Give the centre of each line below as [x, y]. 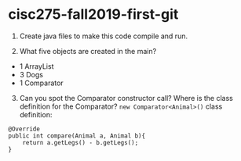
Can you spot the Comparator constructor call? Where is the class [126, 98]
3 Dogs [31, 74]
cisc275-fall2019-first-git [93, 14]
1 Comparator [42, 83]
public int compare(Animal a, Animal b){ [77, 136]
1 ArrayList [37, 66]
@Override [24, 129]
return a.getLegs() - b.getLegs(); [80, 142]
